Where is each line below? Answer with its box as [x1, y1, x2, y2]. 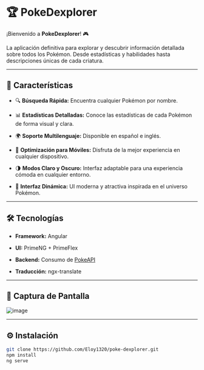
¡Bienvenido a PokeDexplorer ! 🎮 [6, 30, 89, 37]
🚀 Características [6, 80, 73, 91]
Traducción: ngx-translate [15, 267, 82, 275]
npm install [6, 352, 36, 358]
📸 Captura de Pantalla [6, 290, 90, 301]
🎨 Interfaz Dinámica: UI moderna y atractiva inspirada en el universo [15, 182, 188, 190]
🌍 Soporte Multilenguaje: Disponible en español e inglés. [15, 132, 161, 139]
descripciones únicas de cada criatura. [6, 57, 104, 64]
